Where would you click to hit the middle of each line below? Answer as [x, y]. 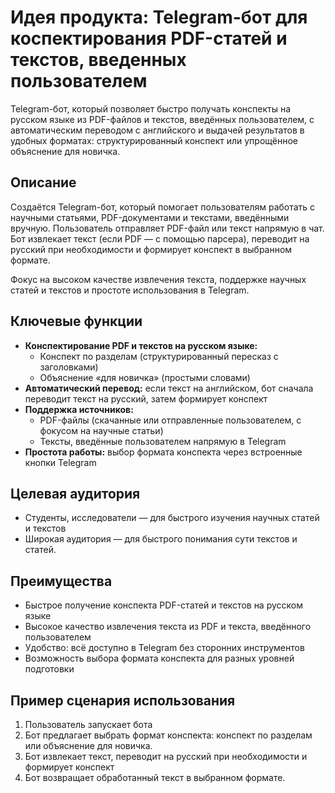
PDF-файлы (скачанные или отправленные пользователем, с [170, 420]
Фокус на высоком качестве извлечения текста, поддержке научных [158, 279]
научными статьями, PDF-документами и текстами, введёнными [150, 217]
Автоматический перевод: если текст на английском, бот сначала [169, 388]
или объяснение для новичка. [88, 745]
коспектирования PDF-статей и [149, 38]
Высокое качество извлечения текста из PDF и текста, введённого [168, 627]
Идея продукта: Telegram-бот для [159, 17]
